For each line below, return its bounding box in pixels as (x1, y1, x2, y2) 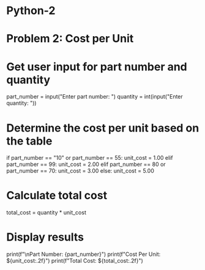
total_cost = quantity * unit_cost (6, 209, 87, 216)
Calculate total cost (6, 189, 108, 203)
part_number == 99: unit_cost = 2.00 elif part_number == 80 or (6, 160, 166, 168)
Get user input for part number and (6, 59, 188, 73)
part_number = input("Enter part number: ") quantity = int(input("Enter (6, 93, 184, 100)
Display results (6, 230, 84, 244)
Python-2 (6, 4, 56, 18)
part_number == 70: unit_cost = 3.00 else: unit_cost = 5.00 (6, 167, 154, 174)
